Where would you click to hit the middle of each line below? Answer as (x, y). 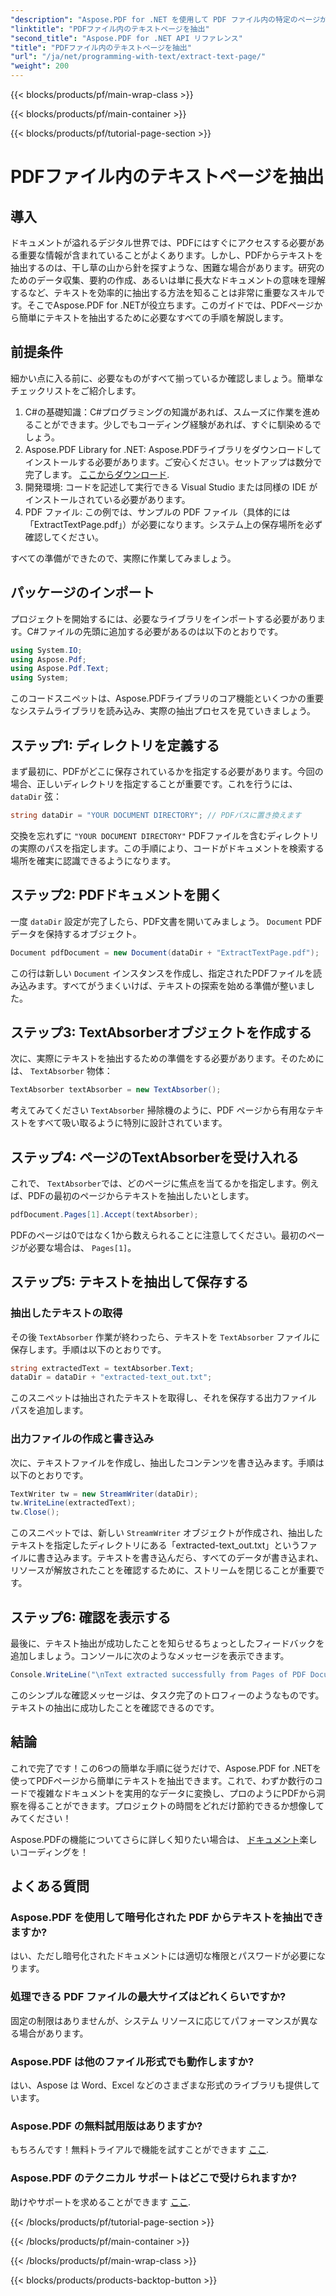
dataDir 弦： (36, 796)
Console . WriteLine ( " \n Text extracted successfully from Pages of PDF (158, 1675)
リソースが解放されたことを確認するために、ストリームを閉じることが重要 (163, 1570)
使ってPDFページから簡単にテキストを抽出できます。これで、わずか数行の (162, 1780)
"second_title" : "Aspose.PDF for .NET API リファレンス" (126, 38)
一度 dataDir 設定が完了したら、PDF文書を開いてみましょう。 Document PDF (166, 921)
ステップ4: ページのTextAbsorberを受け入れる (155, 1157)
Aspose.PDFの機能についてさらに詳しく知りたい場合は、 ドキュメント (155, 1839)
